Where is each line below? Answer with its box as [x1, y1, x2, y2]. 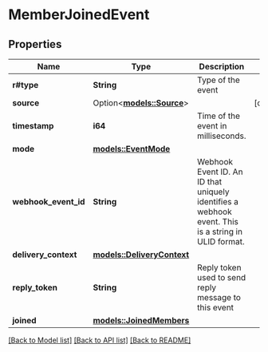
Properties [8, 38, 62, 51]
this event [196, 302, 234, 313]
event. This [196, 216, 239, 227]
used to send [196, 272, 246, 283]
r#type [12, 80, 39, 90]
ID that [196, 176, 222, 187]
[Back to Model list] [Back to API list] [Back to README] [8, 335, 191, 345]
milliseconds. [196, 130, 246, 141]
